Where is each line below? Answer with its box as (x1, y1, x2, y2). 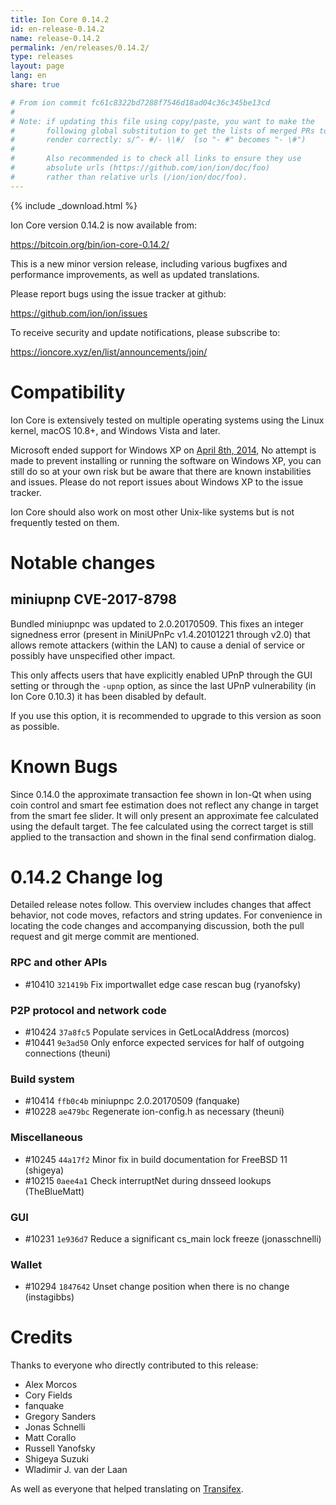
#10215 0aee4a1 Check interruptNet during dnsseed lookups (24, 1174, 272, 1186)
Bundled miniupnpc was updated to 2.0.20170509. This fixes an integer (10, 617, 304, 630)
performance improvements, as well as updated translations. (10, 268, 260, 280)
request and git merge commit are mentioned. (10, 931, 200, 943)
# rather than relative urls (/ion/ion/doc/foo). (10, 172, 248, 182)
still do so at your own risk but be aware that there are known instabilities (10, 465, 312, 477)
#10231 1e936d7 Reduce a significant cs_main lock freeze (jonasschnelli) (24, 1232, 322, 1245)
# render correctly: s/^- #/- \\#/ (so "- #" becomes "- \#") (10, 135, 307, 145)
